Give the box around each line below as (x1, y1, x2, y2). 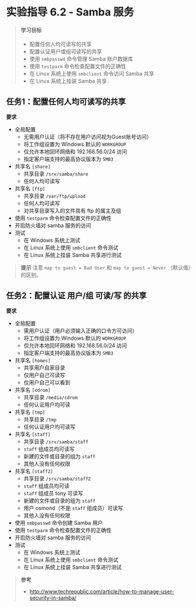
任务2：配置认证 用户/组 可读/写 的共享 (6, 290, 147, 300)
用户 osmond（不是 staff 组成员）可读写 (23, 505, 123, 512)
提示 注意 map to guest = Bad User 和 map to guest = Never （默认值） (20, 264, 191, 271)
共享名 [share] (14, 163, 51, 170)
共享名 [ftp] (14, 185, 45, 192)
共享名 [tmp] (14, 408, 45, 416)
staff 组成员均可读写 (23, 446, 75, 453)
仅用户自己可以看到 (23, 379, 71, 386)
